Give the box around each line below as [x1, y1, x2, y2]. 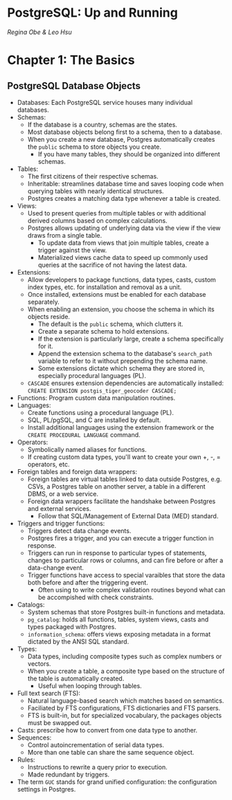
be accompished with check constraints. [37, 593, 154, 601]
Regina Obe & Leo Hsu [7, 28, 72, 36]
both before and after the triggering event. [27, 578, 149, 587]
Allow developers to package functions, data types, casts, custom [27, 275, 216, 284]
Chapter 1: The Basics [7, 52, 135, 68]
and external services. [27, 504, 91, 512]
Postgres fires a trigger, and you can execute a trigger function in [27, 534, 214, 542]
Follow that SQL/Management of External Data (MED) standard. [37, 512, 219, 520]
